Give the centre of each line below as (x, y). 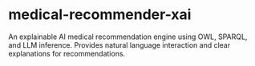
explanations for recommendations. (67, 53)
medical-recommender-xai (100, 15)
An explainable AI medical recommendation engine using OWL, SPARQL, (128, 37)
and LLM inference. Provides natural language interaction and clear (119, 45)
